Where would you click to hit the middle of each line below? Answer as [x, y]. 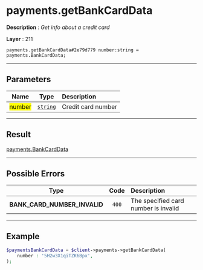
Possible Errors [36, 174]
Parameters [29, 79]
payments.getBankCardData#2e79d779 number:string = [72, 50]
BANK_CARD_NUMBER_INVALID [56, 205]
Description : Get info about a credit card [58, 27]
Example [23, 236]
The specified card [157, 201]
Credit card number [90, 106]
